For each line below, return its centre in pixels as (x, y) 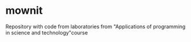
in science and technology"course (47, 32)
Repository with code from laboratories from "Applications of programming (95, 26)
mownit (24, 11)
